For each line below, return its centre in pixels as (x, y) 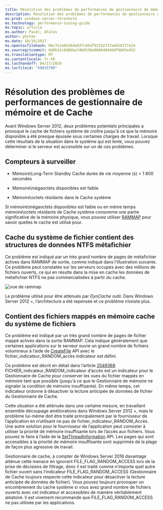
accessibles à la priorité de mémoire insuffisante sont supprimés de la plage (81, 442)
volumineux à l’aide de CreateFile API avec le (50, 351)
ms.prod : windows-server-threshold (41, 18)
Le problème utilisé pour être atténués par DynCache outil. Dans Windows (79, 296)
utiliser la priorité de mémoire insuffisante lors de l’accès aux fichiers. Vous (80, 432)
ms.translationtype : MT (29, 54)
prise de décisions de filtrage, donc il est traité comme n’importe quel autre (80, 467)
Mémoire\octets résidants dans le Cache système (62, 197)
